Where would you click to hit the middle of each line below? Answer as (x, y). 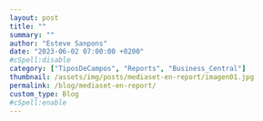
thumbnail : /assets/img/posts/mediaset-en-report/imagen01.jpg (132, 77)
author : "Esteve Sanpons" (58, 43)
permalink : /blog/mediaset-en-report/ (83, 86)
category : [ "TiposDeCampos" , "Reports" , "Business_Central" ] (128, 69)
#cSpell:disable (40, 60)
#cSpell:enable (38, 102)
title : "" (28, 26)
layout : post (34, 18)
